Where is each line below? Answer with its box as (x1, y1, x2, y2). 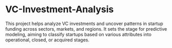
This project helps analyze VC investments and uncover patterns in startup (5, 20, 163, 27)
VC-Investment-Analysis (5, 4, 114, 15)
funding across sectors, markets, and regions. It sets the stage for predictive (5, 26, 167, 32)
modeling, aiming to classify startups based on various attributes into (5, 31, 151, 37)
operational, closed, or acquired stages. (5, 37, 90, 43)
